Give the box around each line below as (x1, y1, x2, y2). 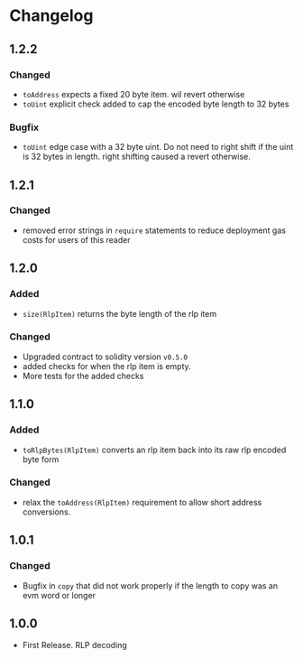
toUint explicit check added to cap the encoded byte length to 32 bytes (22, 98, 289, 109)
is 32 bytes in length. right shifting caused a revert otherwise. (22, 151, 251, 162)
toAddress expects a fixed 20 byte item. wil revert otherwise (22, 88, 245, 99)
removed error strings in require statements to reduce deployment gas (22, 225, 287, 236)
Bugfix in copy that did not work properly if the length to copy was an (22, 580, 278, 591)
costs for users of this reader (22, 234, 131, 245)
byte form (22, 453, 60, 465)
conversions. (22, 506, 71, 517)
